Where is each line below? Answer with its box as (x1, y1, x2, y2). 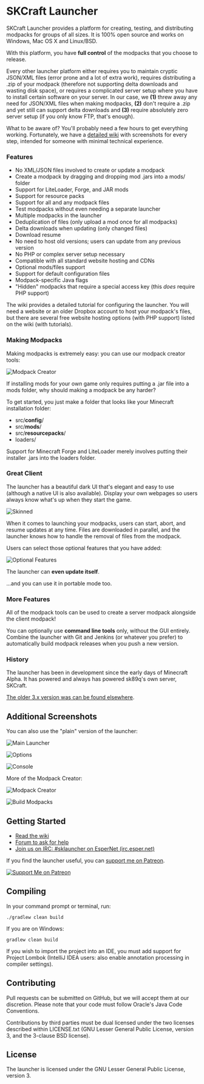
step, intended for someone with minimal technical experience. (6, 137, 164, 144)
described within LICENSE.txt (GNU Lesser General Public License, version (6, 1025, 194, 1033)
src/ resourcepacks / (15, 429, 66, 437)
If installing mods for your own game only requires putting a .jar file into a (6, 379, 189, 387)
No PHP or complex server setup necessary (15, 251, 126, 258)
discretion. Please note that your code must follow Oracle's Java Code (6, 1001, 183, 1008)
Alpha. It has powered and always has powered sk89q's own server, (6, 675, 177, 683)
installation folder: (6, 404, 52, 412)
